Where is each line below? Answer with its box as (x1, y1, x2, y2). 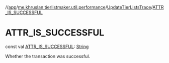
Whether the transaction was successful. (5, 53, 91, 59)
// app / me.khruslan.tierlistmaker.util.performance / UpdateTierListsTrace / (5, 4, 153, 10)
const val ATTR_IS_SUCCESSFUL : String (5, 43, 89, 49)
